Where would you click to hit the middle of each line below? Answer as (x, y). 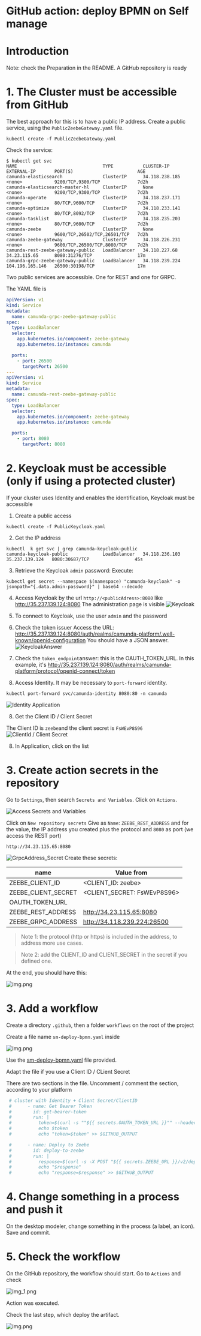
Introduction (38, 51)
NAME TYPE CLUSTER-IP (88, 166)
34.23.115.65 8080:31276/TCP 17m (76, 256)
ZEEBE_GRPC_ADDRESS (43, 921)
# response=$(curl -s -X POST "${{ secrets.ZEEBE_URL (89, 1162)
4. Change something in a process (93, 1197)
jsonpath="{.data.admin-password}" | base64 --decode (75, 586)
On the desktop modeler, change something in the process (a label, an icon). (100, 1226)
